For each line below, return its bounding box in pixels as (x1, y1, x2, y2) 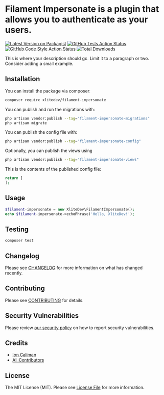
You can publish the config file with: (5, 129, 77, 135)
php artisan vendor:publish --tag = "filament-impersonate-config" (5, 139, 141, 144)
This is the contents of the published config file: (5, 166, 101, 172)
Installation (5, 75, 40, 83)
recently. (5, 270, 23, 276)
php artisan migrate (5, 121, 47, 125)
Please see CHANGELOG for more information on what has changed (5, 265, 143, 271)
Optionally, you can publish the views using (5, 148, 93, 153)
